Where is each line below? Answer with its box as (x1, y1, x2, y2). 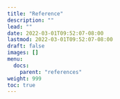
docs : (13, 62, 30, 69)
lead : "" (7, 23, 33, 30)
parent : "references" (19, 68, 82, 75)
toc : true (7, 82, 36, 89)
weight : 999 (7, 75, 42, 82)
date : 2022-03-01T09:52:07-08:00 (7, 29, 104, 37)
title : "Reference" (7, 10, 64, 17)
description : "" (7, 17, 54, 24)
